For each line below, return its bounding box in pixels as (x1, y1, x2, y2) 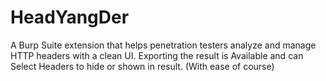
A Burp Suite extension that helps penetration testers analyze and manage (10, 39, 317, 51)
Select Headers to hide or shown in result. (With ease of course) (10, 60, 275, 72)
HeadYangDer (10, 6, 130, 29)
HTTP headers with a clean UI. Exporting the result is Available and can (10, 49, 304, 61)
